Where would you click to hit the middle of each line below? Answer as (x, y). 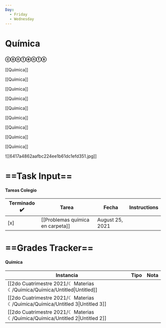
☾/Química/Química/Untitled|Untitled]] (53, 289)
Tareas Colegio (21, 190)
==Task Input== (39, 176)
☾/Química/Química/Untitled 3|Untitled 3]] (57, 304)
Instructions (144, 207)
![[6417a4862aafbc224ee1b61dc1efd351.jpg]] (51, 156)
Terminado (22, 203)
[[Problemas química (65, 220)
